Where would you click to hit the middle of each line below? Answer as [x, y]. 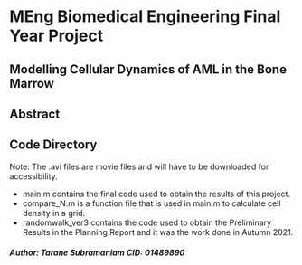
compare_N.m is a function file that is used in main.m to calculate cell [151, 203]
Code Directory [53, 145]
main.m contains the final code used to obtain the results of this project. [156, 194]
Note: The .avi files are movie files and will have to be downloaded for [139, 166]
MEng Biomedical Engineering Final [145, 17]
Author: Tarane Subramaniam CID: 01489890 [97, 253]
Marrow [32, 83]
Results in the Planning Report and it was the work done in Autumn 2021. [158, 232]
